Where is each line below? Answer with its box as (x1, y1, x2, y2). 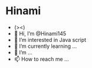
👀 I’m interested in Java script (14, 36, 87, 43)
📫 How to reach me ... (14, 55, 69, 63)
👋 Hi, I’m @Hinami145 (14, 30, 67, 37)
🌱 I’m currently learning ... (14, 43, 77, 50)
